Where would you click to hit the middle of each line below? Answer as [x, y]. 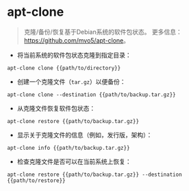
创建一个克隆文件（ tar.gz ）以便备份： [71, 81]
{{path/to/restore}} [37, 180]
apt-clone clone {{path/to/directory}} [64, 68]
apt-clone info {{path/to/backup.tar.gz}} [68, 148]
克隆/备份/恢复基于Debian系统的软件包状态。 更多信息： [103, 32]
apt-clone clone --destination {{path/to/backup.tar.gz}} [91, 94]
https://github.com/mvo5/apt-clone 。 [77, 40]
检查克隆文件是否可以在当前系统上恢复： [74, 161]
